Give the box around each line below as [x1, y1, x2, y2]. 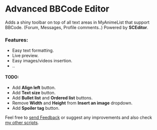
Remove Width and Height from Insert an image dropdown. [12, 100, 133, 106]
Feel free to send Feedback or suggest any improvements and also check [5, 115, 152, 120]
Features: [5, 36, 28, 43]
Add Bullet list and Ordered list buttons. [12, 95, 93, 101]
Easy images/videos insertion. [12, 58, 73, 64]
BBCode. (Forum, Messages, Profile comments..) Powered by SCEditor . [5, 24, 149, 30]
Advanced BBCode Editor [5, 3, 109, 14]
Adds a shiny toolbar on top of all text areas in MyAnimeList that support [5, 19, 150, 25]
